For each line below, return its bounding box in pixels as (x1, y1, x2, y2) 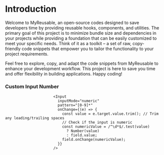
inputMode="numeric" (57, 99, 99, 103)
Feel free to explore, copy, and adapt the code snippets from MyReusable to (5, 60, 159, 66)
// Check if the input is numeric (62, 120, 133, 125)
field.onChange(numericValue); (62, 137, 126, 142)
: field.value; (66, 133, 97, 138)
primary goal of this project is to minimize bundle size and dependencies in (5, 30, 157, 36)
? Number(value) (66, 129, 99, 133)
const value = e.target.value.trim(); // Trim (62, 111, 159, 116)
